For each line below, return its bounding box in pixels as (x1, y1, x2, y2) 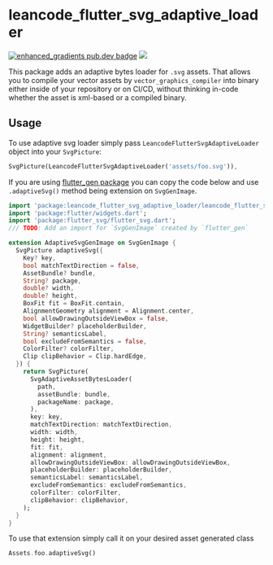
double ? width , (23, 284, 75, 292)
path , (37, 383, 57, 391)
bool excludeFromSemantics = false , (23, 337, 148, 345)
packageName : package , (37, 397, 115, 406)
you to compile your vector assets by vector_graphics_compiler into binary (8, 75, 259, 85)
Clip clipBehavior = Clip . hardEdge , (23, 353, 148, 361)
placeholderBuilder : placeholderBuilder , (29, 466, 173, 474)
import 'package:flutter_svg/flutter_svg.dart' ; (8, 217, 176, 225)
